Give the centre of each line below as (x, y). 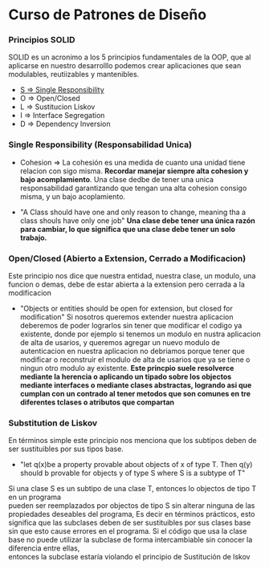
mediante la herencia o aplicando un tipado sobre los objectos (126, 377)
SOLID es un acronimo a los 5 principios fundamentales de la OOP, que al (130, 57)
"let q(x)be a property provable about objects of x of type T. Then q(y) (136, 465)
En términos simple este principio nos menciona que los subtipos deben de (132, 441)
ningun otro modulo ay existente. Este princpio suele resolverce (127, 368)
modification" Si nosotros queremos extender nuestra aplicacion (126, 317)
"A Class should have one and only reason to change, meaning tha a (133, 212)
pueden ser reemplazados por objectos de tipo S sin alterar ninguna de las (132, 506)
